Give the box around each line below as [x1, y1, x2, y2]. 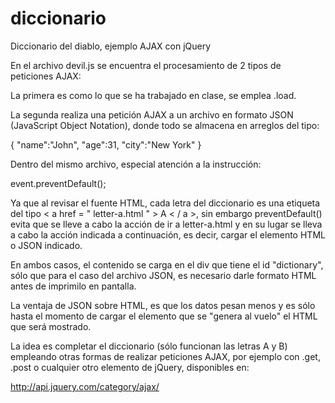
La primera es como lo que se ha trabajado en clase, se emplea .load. [10, 89, 297, 101]
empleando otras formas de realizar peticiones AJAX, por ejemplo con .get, [10, 350, 321, 362]
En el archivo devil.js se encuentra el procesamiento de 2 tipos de [10, 59, 282, 71]
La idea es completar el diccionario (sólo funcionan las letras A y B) [10, 340, 288, 352]
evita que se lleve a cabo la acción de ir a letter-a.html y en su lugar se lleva [10, 218, 323, 230]
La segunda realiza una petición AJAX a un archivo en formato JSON [10, 108, 294, 121]
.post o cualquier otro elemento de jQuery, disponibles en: [10, 361, 250, 373]
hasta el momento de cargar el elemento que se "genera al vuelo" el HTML [10, 310, 318, 322]
